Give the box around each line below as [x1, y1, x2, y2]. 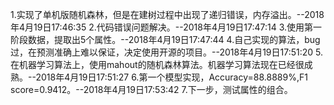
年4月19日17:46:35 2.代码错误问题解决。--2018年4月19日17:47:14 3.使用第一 [10, 21, 323, 33]
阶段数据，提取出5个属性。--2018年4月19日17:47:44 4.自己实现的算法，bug [10, 34, 321, 45]
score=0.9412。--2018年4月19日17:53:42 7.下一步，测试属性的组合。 [10, 84, 293, 95]
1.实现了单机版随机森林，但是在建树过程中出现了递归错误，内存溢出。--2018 [10, 9, 325, 20]
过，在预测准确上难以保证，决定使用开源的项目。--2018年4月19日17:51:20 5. [10, 46, 324, 58]
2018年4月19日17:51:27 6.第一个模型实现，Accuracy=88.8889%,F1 [35, 71, 308, 83]
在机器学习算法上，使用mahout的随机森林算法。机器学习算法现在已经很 [10, 59, 305, 70]
